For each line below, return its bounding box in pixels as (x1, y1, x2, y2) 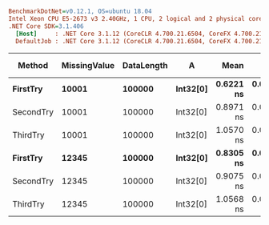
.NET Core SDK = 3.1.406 (8, 22, 84, 30)
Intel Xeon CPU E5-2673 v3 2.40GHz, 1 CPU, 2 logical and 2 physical (8, 14, 246, 22)
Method (18, 60, 49, 71)
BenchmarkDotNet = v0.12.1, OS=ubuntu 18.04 (8, 7, 152, 15)
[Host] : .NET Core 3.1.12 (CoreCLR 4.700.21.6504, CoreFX (15, 30, 231, 38)
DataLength (122, 60, 168, 71)
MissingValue (61, 60, 114, 71)
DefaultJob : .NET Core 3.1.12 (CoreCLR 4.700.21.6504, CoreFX (15, 37, 231, 45)
